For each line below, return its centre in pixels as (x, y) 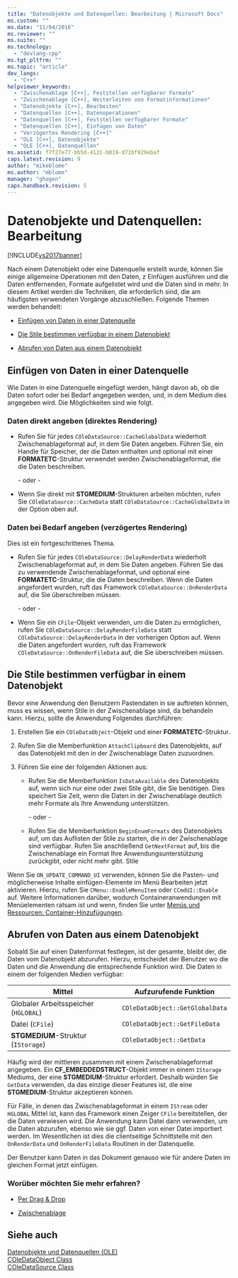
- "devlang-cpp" (38, 54)
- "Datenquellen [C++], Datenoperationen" (77, 113)
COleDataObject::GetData (163, 1040)
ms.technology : (30, 47)
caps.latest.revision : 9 (44, 159)
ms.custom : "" (28, 21)
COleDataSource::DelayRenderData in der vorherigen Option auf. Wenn (119, 637)
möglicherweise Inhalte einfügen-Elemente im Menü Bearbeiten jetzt (107, 882)
